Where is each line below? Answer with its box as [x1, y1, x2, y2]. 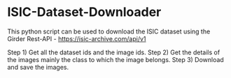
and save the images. [7, 63, 69, 71]
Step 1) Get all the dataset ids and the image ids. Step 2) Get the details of [7, 48, 220, 56]
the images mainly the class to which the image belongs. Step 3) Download [7, 55, 224, 63]
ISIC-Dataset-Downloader [7, 4, 162, 20]
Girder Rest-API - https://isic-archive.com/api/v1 [7, 34, 146, 42]
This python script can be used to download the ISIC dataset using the [7, 27, 211, 36]
